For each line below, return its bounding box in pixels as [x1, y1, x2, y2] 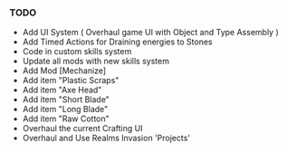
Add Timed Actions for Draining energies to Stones [22, 36, 213, 47]
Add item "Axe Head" [22, 84, 102, 96]
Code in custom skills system [22, 46, 132, 57]
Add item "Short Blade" [22, 94, 110, 105]
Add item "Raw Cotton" [22, 113, 110, 124]
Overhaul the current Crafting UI [22, 123, 143, 134]
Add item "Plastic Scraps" [22, 75, 120, 86]
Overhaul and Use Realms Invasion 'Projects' [22, 133, 191, 144]
